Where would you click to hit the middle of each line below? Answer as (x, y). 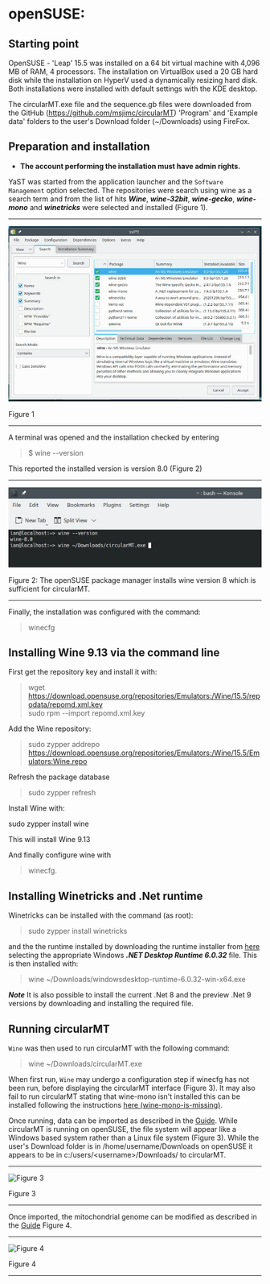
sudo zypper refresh (62, 793)
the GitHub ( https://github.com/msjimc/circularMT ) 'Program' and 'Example (133, 113)
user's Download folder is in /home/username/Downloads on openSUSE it (131, 1146)
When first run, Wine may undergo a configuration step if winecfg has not (129, 1080)
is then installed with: (43, 964)
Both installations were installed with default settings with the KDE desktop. (133, 89)
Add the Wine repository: (50, 729)
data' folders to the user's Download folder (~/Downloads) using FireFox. (129, 121)
